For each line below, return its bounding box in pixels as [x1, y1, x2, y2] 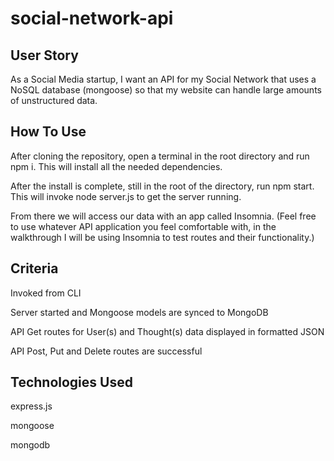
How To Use [10, 123, 87, 141]
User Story [10, 47, 79, 64]
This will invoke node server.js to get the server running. [10, 190, 242, 202]
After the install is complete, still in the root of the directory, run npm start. [10, 180, 315, 192]
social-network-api [10, 7, 174, 30]
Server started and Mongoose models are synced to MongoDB [10, 306, 269, 318]
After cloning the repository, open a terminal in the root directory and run [10, 150, 310, 162]
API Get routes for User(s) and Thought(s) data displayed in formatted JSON [10, 325, 325, 337]
